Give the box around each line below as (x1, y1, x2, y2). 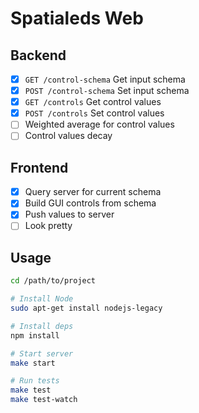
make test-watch (10, 395, 78, 405)
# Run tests (10, 376, 60, 386)
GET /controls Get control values (24, 96, 162, 108)
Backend (10, 47, 67, 64)
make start (10, 358, 56, 368)
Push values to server (24, 208, 115, 221)
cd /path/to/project (10, 276, 97, 286)
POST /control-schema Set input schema (24, 85, 190, 97)
